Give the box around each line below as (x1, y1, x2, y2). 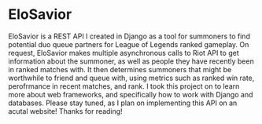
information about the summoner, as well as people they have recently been (8, 57, 254, 66)
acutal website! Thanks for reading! (8, 106, 124, 115)
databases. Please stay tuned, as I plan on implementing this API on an (8, 98, 238, 108)
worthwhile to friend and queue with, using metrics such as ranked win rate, (8, 73, 255, 82)
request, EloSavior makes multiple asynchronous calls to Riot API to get (8, 48, 239, 57)
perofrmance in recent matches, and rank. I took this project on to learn (8, 81, 240, 91)
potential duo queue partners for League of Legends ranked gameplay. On (8, 39, 249, 49)
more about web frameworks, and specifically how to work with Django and (8, 89, 253, 99)
